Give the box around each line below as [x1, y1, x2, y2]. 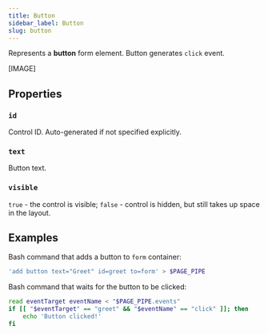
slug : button [8, 26, 52, 34]
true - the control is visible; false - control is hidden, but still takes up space [8, 199, 260, 209]
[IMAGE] [8, 64, 36, 74]
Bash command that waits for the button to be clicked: [8, 282, 187, 292]
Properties [8, 87, 62, 101]
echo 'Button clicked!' [22, 312, 102, 320]
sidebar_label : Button [8, 19, 84, 27]
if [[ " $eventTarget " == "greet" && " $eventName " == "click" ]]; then [8, 305, 249, 313]
